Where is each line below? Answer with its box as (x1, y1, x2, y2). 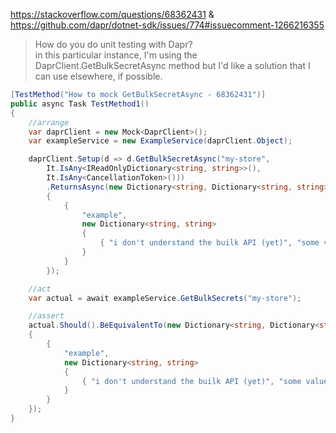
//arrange (28, 117, 70, 128)
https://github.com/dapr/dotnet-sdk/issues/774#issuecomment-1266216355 (10, 19, 325, 31)
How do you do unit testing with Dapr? (34, 39, 193, 50)
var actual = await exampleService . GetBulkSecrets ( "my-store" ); (28, 293, 302, 303)
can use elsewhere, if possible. (34, 70, 163, 82)
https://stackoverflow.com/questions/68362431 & (10, 9, 215, 20)
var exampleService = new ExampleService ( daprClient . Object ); (28, 136, 293, 146)
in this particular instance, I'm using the (34, 49, 198, 61)
